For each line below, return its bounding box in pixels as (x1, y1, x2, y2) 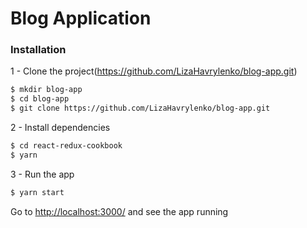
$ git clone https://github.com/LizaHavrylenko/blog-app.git (10, 103, 271, 114)
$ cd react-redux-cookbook (10, 141, 123, 151)
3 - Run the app (10, 168, 75, 180)
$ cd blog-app (10, 94, 70, 104)
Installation (10, 43, 67, 57)
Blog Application (10, 7, 152, 30)
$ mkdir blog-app (10, 85, 83, 95)
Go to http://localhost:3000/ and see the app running (10, 205, 229, 217)
